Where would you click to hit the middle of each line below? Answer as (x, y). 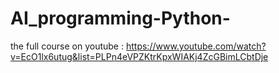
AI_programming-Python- (120, 18)
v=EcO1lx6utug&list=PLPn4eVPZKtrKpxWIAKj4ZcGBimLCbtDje (139, 56)
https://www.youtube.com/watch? (196, 46)
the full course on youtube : (67, 46)
